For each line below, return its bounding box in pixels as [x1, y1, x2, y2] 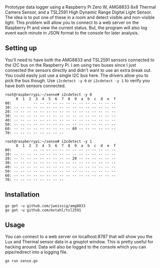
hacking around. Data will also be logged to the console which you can [5, 244, 146, 250]
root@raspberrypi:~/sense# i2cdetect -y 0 [5, 92, 92, 97]
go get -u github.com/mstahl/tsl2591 [5, 208, 81, 213]
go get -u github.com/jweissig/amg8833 [5, 203, 86, 208]
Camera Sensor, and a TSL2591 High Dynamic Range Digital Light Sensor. [5, 9, 152, 15]
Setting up [5, 44, 37, 53]
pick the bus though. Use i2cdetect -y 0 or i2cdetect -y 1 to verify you [5, 77, 150, 83]
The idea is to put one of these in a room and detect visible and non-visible [5, 15, 155, 20]
